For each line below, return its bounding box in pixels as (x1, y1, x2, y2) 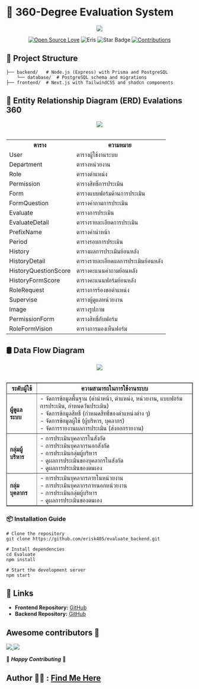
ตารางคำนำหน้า (76, 228, 110, 236)
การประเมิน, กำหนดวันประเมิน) (40, 402, 110, 410)
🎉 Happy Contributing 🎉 (6, 656, 66, 663)
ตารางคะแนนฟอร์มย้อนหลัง (76, 276, 136, 284)
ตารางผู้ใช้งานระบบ (76, 150, 118, 159)
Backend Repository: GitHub (14, 611, 86, 618)
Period (9, 237, 28, 246)
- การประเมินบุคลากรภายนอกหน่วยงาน (40, 482, 127, 490)
